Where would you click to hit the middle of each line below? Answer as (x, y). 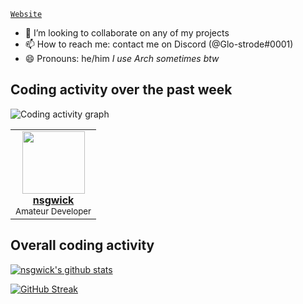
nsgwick (53, 200)
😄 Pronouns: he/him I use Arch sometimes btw (122, 58)
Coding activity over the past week (121, 90)
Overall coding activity (82, 245)
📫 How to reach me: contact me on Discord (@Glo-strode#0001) (159, 44)
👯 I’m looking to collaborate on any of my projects (127, 33)
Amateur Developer (53, 211)
